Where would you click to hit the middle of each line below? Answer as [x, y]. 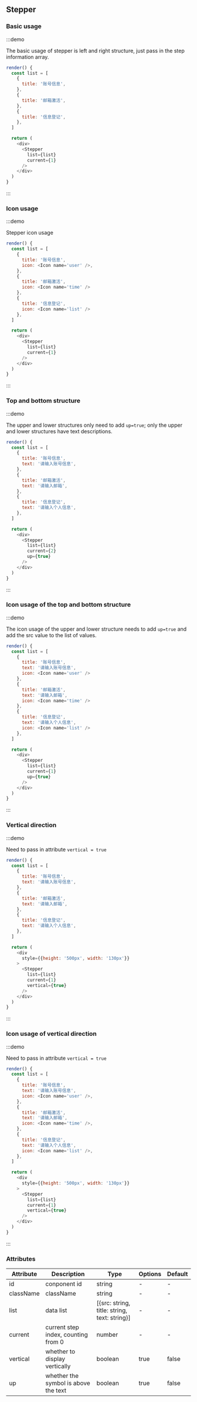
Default [177, 1274]
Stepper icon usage [30, 233]
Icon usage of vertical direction [51, 1034]
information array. [28, 57]
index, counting [67, 1335]
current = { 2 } [42, 551]
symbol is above [68, 1383]
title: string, [112, 1310]
